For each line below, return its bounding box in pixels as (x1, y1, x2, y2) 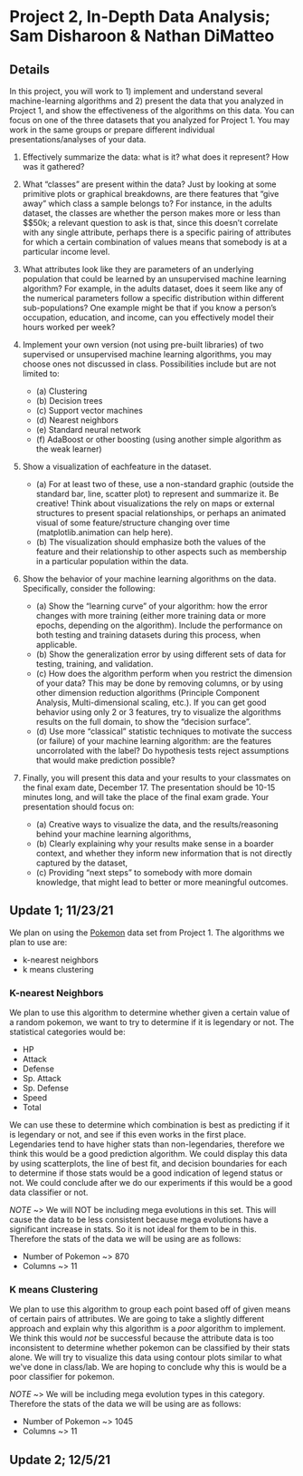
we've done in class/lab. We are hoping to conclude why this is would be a (9, 1362, 288, 1373)
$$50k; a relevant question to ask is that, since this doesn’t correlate (22, 218, 279, 228)
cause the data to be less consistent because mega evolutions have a (9, 1214, 269, 1226)
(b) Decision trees (35, 396, 103, 406)
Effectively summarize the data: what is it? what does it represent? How (22, 152, 289, 162)
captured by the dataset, (35, 857, 128, 868)
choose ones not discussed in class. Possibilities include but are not (22, 358, 277, 369)
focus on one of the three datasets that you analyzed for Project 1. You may (9, 115, 290, 125)
